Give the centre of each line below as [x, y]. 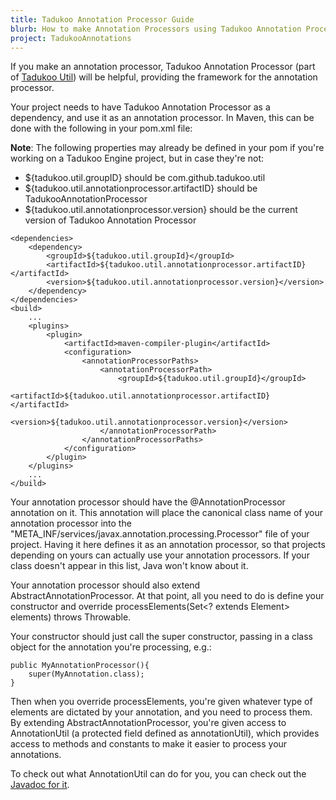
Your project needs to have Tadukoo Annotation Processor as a [140, 107]
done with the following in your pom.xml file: [101, 128]
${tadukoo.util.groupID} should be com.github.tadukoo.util [145, 178]
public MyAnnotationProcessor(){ [80, 666]
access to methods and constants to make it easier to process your [149, 744]
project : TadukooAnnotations [71, 38]
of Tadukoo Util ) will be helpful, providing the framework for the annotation [164, 77]
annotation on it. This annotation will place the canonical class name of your [166, 513]
